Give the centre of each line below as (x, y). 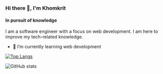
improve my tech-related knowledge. (44, 37)
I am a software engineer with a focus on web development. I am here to (82, 31)
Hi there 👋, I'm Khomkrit (36, 8)
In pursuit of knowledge (31, 20)
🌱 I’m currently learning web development (57, 47)
